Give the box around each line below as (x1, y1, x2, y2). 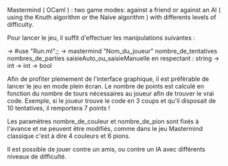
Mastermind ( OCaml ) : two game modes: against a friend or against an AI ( (7, 6, 221, 14)
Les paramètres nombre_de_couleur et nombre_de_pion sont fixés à (7, 117, 199, 126)
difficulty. (7, 21, 34, 28)
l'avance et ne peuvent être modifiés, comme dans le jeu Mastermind (7, 125, 203, 132)
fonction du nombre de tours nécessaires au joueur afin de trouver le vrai (7, 89, 214, 97)
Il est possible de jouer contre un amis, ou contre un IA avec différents (7, 145, 206, 153)
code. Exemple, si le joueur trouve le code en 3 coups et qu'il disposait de (7, 97, 216, 105)
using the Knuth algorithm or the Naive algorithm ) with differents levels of (7, 13, 216, 21)
